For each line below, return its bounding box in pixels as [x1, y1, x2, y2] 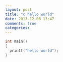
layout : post [5, 7, 32, 12]
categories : [5, 26, 30, 31]
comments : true [5, 21, 37, 26]
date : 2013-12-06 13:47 [5, 16, 55, 21]
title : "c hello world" [5, 12, 55, 17]
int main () [5, 39, 28, 44]
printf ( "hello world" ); [9, 48, 59, 53]
